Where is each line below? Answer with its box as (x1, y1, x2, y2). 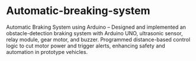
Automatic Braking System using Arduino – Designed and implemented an (6, 23, 187, 30)
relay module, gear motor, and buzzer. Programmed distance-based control (6, 36, 191, 43)
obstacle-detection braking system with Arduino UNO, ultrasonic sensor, (6, 29, 184, 36)
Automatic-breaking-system (6, 4, 150, 18)
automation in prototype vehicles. (6, 48, 88, 55)
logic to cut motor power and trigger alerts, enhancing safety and (6, 42, 166, 49)
